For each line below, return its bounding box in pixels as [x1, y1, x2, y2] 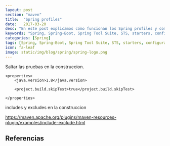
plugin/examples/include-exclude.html [5, 119, 86, 125]
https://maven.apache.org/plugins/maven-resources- [5, 114, 117, 120]
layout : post [5, 7, 33, 13]
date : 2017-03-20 [5, 21, 47, 27]
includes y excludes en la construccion [5, 104, 87, 110]
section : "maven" [5, 12, 42, 17]
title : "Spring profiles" [5, 17, 62, 22]
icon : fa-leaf [5, 45, 35, 50]
